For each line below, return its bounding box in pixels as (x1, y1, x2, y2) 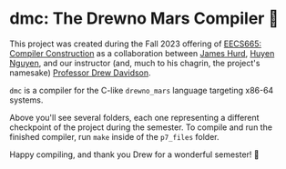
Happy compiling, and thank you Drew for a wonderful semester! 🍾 (9, 149, 260, 160)
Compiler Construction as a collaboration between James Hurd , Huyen (9, 47, 275, 58)
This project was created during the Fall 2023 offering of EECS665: (9, 38, 262, 49)
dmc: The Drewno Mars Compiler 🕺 (9, 8, 280, 29)
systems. (9, 94, 44, 105)
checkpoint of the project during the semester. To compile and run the (9, 122, 273, 133)
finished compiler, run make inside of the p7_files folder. (9, 131, 220, 142)
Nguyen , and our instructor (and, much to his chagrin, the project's (9, 57, 260, 68)
